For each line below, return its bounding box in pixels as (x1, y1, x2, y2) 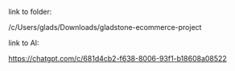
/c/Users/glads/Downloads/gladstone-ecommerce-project (8, 23, 202, 31)
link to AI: (8, 38, 39, 48)
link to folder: (8, 7, 52, 16)
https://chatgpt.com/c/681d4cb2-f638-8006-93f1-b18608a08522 (8, 54, 227, 63)
